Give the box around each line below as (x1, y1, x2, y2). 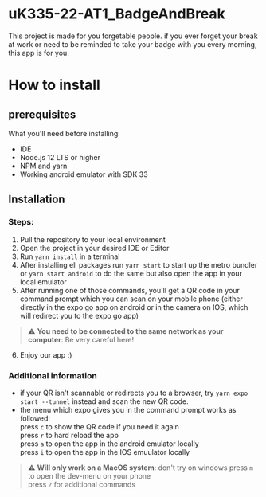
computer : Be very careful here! (27, 335, 134, 344)
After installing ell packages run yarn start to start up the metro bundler (19, 260, 258, 269)
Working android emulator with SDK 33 (19, 169, 149, 179)
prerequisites (8, 108, 76, 121)
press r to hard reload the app (19, 430, 119, 440)
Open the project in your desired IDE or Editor (19, 243, 170, 252)
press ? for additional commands (27, 479, 136, 489)
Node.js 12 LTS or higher (19, 152, 101, 162)
